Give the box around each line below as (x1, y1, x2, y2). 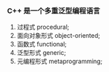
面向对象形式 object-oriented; (16, 32, 101, 40)
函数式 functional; (16, 40, 67, 49)
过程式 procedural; (16, 23, 69, 32)
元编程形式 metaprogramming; (16, 57, 103, 66)
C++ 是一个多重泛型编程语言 (7, 5, 101, 15)
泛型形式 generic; (16, 49, 66, 57)
